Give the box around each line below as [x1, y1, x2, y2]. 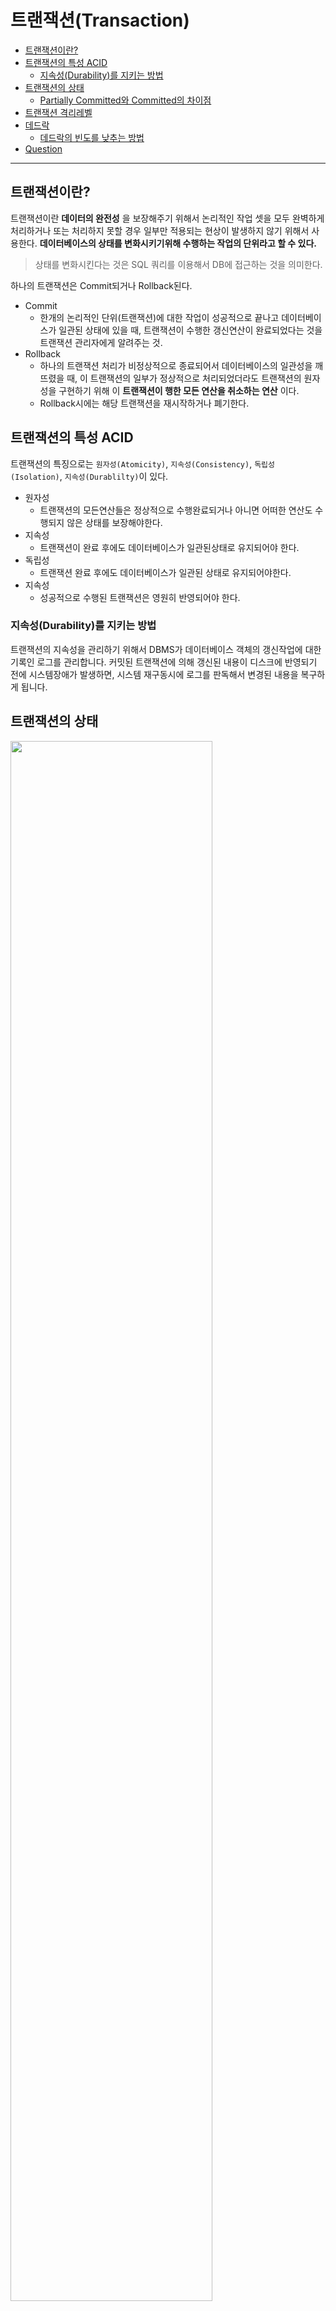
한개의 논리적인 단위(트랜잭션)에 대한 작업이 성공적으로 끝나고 [39, 311, 280, 323]
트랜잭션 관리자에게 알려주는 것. [39, 336, 163, 348]
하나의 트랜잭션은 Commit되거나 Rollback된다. [10, 279, 193, 291]
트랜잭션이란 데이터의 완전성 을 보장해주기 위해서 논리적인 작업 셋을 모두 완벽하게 [10, 212, 325, 224]
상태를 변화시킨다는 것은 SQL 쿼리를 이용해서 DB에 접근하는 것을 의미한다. [34, 258, 323, 270]
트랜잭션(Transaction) [10, 9, 190, 32]
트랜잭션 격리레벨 [24, 106, 93, 118]
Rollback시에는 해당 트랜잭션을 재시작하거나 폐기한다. [39, 397, 250, 409]
